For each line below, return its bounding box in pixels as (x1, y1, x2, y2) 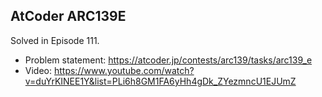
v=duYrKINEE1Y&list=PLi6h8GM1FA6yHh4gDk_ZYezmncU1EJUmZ (24, 75, 297, 87)
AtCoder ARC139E (10, 8, 127, 25)
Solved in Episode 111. (10, 34, 100, 46)
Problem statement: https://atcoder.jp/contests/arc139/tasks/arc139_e (24, 54, 313, 66)
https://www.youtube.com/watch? (53, 64, 195, 76)
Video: (24, 64, 53, 76)
